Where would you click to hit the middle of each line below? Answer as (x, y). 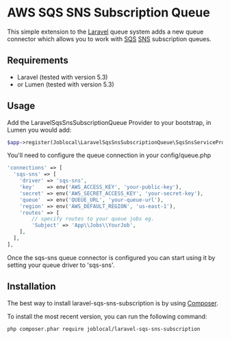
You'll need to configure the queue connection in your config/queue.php (109, 155)
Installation (31, 287)
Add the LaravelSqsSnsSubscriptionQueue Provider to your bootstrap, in (109, 122)
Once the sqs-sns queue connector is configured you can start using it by (111, 257)
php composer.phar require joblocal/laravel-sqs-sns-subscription (104, 329)
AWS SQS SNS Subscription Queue (108, 13)
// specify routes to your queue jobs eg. (93, 219)
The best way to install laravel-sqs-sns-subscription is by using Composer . (113, 303)
